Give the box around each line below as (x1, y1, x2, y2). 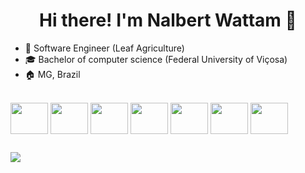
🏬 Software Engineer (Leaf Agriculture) (24, 42, 185, 54)
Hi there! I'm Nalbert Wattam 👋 (39, 9, 297, 32)
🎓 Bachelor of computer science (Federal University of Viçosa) (24, 53, 288, 65)
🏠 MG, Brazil (24, 68, 81, 80)
